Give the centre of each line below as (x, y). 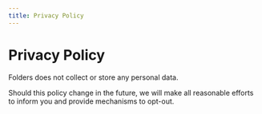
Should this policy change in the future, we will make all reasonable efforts (131, 92)
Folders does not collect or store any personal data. (93, 77)
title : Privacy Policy (46, 16)
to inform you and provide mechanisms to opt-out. (91, 101)
